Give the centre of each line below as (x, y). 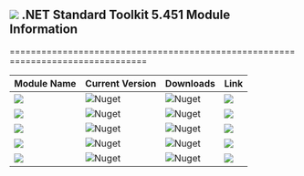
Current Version (121, 83)
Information (44, 30)
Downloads (190, 83)
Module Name (45, 83)
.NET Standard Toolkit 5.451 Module (126, 15)
